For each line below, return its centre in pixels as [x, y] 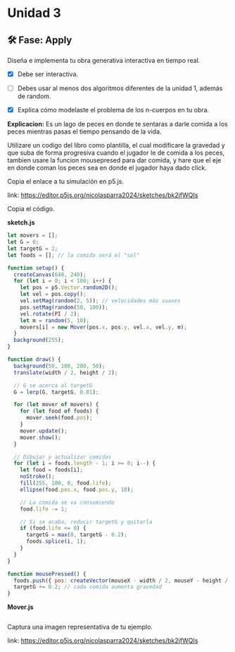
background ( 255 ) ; [39, 340]
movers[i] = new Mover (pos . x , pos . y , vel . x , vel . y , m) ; [104, 327]
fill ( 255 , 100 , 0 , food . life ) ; [66, 483]
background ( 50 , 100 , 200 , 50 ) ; [59, 366]
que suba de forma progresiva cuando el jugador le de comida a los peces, [116, 153]
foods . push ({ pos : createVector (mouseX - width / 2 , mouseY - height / [121, 581]
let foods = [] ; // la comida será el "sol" [74, 255]
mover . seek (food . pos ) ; [59, 418]
